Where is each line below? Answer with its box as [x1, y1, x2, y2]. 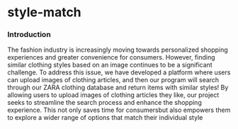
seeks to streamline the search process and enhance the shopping [7, 99, 202, 107]
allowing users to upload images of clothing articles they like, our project [7, 91, 220, 99]
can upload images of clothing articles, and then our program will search [7, 76, 220, 84]
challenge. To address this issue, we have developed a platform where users [7, 68, 231, 77]
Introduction [7, 30, 51, 40]
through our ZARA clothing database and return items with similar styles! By [7, 83, 229, 92]
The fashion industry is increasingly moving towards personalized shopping [7, 45, 228, 54]
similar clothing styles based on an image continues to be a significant [7, 61, 212, 69]
